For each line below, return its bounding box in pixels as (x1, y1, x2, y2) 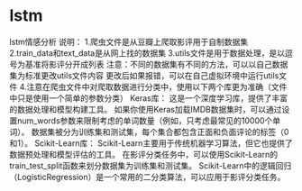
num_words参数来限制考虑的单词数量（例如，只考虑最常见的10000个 (16, 114, 273, 126)
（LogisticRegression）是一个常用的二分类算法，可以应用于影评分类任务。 (9, 171, 286, 182)
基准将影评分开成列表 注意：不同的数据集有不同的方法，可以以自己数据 (24, 59, 288, 69)
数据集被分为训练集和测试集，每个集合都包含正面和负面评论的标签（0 (31, 126, 289, 137)
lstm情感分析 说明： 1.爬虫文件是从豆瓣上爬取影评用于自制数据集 (9, 36, 249, 47)
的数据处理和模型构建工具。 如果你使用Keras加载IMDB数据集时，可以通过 (9, 104, 282, 114)
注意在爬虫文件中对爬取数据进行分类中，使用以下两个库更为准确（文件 (26, 81, 288, 92)
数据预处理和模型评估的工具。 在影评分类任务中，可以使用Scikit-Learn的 (9, 149, 278, 159)
